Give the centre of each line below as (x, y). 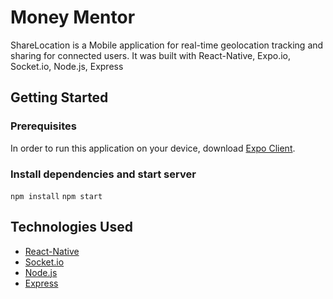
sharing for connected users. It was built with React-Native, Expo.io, (150, 55)
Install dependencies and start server (103, 174)
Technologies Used (71, 227)
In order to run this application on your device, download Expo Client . (153, 148)
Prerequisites (43, 126)
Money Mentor (73, 17)
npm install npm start (56, 196)
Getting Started (59, 97)
